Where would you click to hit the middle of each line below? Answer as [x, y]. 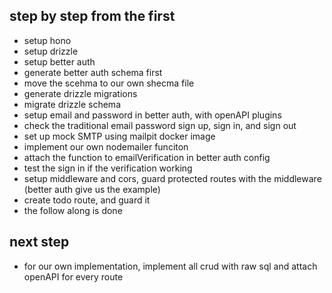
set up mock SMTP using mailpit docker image [119, 136]
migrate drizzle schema [72, 104]
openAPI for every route [73, 276]
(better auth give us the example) [92, 189]
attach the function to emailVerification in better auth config [147, 157]
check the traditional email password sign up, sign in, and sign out [160, 125]
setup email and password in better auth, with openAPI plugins [152, 115]
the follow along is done [73, 210]
